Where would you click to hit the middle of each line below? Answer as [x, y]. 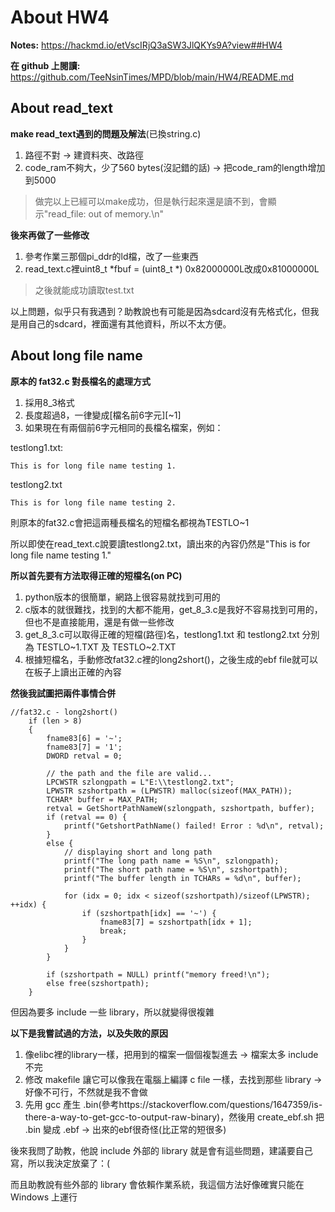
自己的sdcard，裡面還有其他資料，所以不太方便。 [129, 323]
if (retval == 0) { [87, 817]
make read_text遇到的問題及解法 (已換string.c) [106, 133]
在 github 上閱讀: [45, 65]
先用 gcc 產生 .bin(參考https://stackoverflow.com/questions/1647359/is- [173, 1104]
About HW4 [60, 17]
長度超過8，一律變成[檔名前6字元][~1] [103, 415]
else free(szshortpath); [98, 983]
